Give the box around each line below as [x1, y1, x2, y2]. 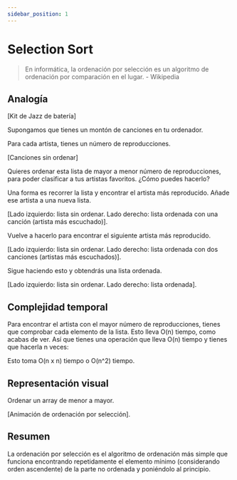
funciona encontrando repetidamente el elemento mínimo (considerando [7, 457, 221, 466]
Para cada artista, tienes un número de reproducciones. [7, 140, 171, 148]
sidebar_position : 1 [7, 10, 69, 18]
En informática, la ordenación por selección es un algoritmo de [24, 65, 209, 73]
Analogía [7, 93, 48, 105]
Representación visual [7, 377, 109, 389]
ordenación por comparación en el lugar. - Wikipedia [24, 72, 180, 81]
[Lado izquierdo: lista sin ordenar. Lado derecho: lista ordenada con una [7, 210, 218, 218]
